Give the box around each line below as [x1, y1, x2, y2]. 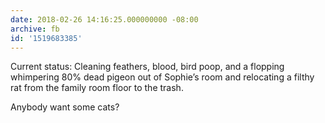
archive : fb [10, 24, 60, 34]
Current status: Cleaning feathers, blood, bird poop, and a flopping [10, 61, 285, 73]
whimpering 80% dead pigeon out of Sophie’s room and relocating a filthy [10, 71, 315, 83]
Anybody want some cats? [10, 101, 120, 113]
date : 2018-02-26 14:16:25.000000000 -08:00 [10, 14, 199, 25]
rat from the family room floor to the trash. [10, 82, 184, 94]
